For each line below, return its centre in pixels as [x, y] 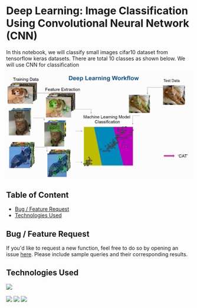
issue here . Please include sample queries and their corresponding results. [97, 254]
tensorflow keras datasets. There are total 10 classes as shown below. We [96, 58]
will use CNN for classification [43, 64]
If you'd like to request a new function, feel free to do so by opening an [92, 248]
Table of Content [37, 195]
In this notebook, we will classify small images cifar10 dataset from [87, 52]
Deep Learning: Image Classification [97, 11]
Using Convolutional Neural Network [98, 23]
